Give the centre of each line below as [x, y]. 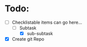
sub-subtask [40, 34]
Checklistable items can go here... [47, 22]
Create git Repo [28, 39]
